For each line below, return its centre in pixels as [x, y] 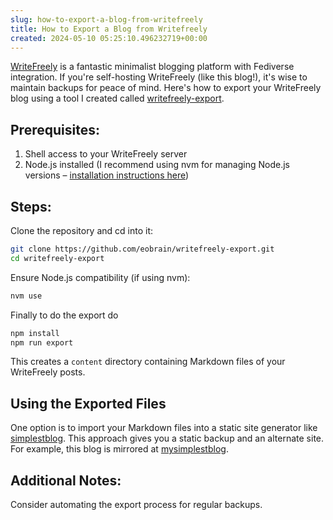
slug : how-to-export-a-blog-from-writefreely [106, 19]
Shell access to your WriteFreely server [106, 154]
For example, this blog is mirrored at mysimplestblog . [119, 449]
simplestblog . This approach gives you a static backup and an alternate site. [167, 438]
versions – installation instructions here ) [107, 175]
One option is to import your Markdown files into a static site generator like [164, 428]
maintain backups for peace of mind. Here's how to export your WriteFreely [166, 88]
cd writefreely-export [57, 258]
